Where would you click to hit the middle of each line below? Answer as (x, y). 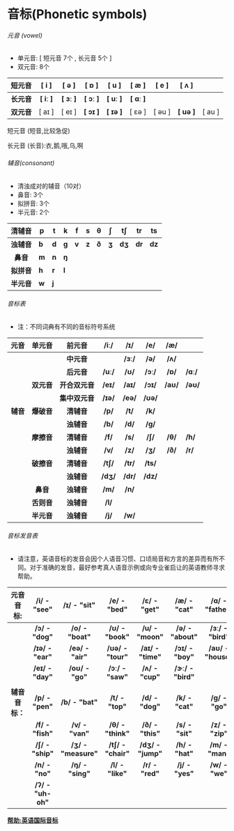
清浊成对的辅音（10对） (51, 186)
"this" (150, 733)
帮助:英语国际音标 (33, 820)
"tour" (117, 657)
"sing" (79, 774)
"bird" (184, 677)
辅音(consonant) (31, 163)
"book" (117, 637)
